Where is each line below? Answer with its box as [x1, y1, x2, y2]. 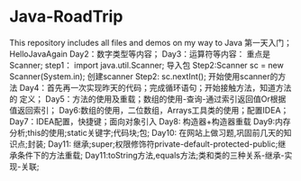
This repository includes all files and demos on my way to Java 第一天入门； [9, 37, 293, 48]
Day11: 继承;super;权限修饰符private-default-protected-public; [48, 138, 278, 149]
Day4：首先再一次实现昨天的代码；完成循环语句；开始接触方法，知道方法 [19, 82, 292, 93]
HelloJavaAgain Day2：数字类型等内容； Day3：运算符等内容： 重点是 [9, 48, 271, 59]
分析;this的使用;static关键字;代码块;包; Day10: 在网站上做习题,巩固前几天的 [9, 127, 284, 138]
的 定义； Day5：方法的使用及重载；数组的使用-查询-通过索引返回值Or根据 [9, 93, 287, 104]
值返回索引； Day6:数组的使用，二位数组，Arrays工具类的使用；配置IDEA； [9, 104, 289, 115]
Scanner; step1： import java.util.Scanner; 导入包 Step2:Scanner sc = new [9, 59, 284, 70]
